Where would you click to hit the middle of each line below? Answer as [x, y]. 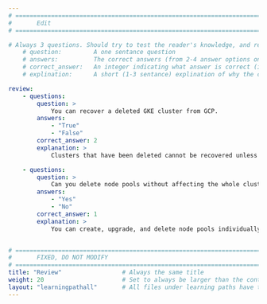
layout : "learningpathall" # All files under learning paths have [131, 287]
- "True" [65, 126]
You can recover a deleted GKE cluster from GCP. [134, 111]
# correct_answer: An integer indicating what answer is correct [136, 67]
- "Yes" [64, 200]
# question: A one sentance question [99, 53]
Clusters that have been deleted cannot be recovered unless [154, 155]
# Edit [30, 23]
